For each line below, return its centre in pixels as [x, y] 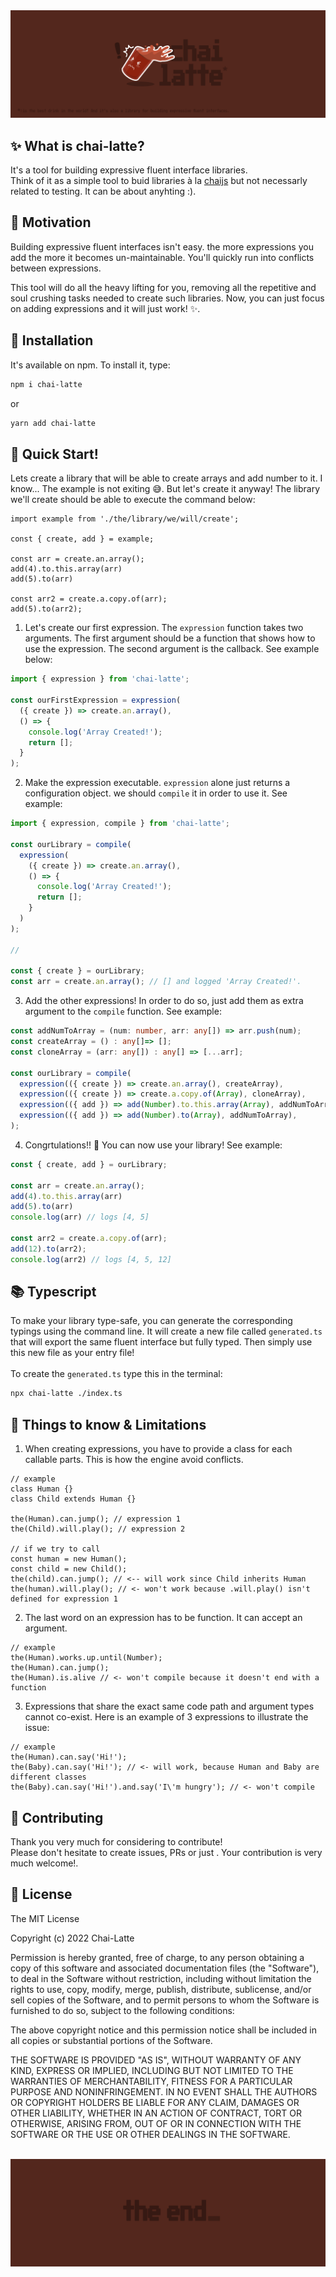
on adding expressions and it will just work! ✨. [105, 308]
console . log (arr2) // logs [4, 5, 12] [91, 1259]
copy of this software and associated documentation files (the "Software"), [165, 1968]
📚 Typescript [53, 1292]
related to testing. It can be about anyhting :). [103, 191]
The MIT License [45, 1918]
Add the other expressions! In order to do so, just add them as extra [164, 1001]
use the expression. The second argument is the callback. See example [172, 649]
